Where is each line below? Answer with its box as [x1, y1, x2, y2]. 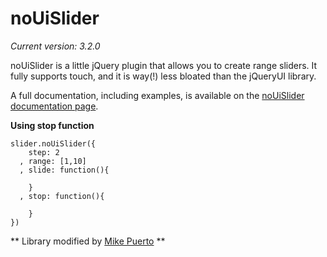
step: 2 [28, 147, 60, 157]
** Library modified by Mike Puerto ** [10, 235, 166, 247]
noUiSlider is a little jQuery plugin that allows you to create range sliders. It [10, 59, 318, 71]
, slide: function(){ [19, 165, 110, 175]
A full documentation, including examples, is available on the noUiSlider [10, 89, 305, 101]
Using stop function [10, 119, 95, 131]
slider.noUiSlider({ [10, 138, 97, 149]
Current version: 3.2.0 [10, 40, 101, 52]
